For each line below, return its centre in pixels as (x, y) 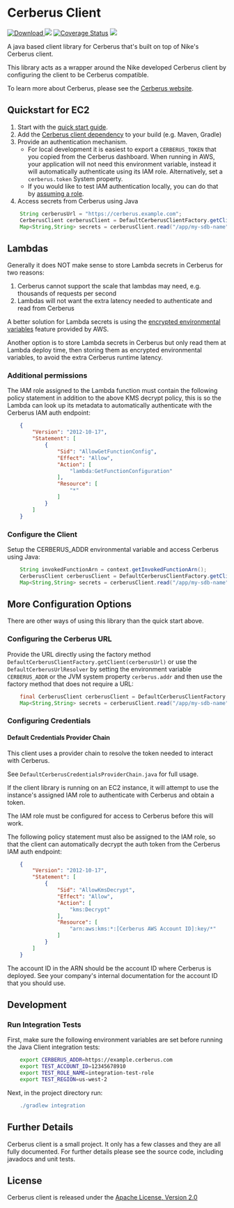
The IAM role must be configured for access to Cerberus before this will (110, 816)
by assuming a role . (56, 194)
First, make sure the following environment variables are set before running (115, 1040)
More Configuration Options (70, 604)
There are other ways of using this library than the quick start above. (106, 621)
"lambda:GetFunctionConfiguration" (121, 471)
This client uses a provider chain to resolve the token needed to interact (110, 753)
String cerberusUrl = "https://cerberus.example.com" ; (101, 214)
